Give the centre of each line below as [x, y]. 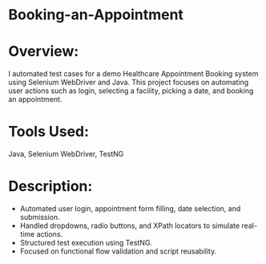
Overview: [44, 52]
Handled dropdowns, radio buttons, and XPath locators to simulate [130, 225]
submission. [40, 217]
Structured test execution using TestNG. [86, 243]
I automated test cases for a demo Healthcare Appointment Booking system [133, 74]
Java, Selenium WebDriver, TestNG [66, 154]
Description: [50, 187]
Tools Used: [49, 132]
